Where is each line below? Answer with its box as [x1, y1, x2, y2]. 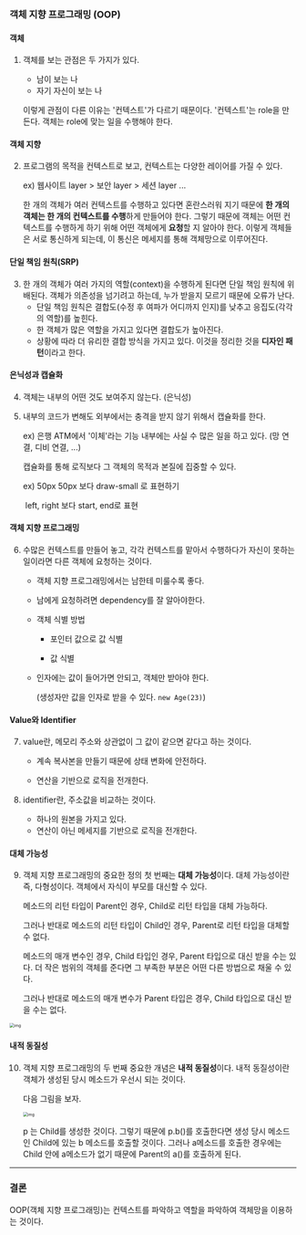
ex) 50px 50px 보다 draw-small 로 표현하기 [22, 480, 180, 491]
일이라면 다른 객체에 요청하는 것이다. [22, 555, 152, 567]
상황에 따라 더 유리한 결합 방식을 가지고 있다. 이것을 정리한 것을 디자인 [36, 335, 284, 346]
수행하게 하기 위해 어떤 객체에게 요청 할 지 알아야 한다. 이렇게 [54, 222, 269, 234]
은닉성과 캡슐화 [9, 370, 64, 381]
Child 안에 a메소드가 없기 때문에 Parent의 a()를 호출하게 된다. [22, 1148, 241, 1159]
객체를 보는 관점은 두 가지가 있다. [22, 55, 139, 66]
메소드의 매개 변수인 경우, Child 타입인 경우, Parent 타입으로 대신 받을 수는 [22, 951, 287, 962]
